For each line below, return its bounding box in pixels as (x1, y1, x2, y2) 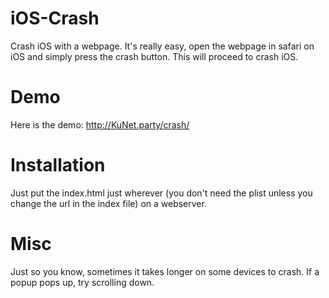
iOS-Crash (10, 7, 100, 30)
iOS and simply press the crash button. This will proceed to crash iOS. (10, 50, 299, 62)
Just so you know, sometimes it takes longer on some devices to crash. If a (10, 265, 320, 277)
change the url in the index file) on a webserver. (10, 197, 207, 209)
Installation (10, 154, 106, 177)
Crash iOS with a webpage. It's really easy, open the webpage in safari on (10, 40, 315, 52)
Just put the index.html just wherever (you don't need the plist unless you (10, 187, 313, 199)
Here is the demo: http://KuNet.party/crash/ (10, 118, 190, 131)
